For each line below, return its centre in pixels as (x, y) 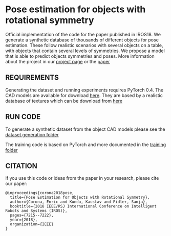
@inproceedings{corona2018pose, (40, 193)
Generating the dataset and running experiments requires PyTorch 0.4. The (84, 90)
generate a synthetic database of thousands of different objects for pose (82, 40)
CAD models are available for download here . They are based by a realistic (84, 95)
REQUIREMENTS (32, 78)
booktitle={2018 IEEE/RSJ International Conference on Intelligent (83, 206)
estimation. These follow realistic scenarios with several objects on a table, (84, 45)
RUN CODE (23, 117)
